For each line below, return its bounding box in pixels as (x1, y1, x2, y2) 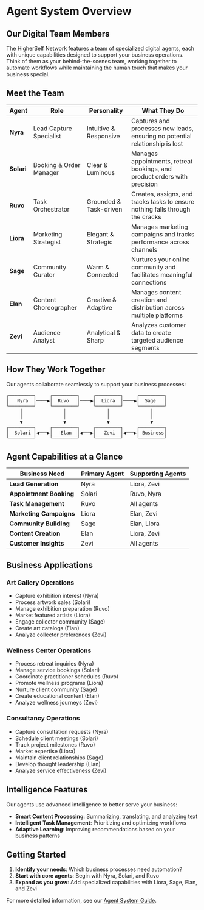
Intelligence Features (6, 784, 88, 795)
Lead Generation (9, 480, 59, 488)
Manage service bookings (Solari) (15, 666, 100, 674)
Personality (89, 106, 123, 115)
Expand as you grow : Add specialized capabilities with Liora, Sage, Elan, (15, 879, 197, 886)
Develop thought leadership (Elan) (15, 760, 101, 767)
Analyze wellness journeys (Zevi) (15, 699, 98, 706)
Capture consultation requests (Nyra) (15, 728, 109, 735)
